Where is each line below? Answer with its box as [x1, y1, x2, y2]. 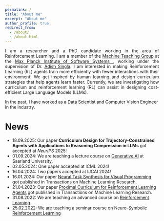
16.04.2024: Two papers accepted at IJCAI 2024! [12, 168, 111, 174]
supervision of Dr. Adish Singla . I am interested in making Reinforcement [5, 63, 159, 69]
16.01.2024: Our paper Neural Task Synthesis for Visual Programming [12, 174, 152, 179]
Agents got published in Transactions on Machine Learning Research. [12, 189, 152, 195]
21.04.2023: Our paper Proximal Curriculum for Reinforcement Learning [12, 184, 156, 190]
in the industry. [5, 104, 35, 110]
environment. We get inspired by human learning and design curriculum [5, 74, 159, 80]
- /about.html [9, 35, 38, 40]
